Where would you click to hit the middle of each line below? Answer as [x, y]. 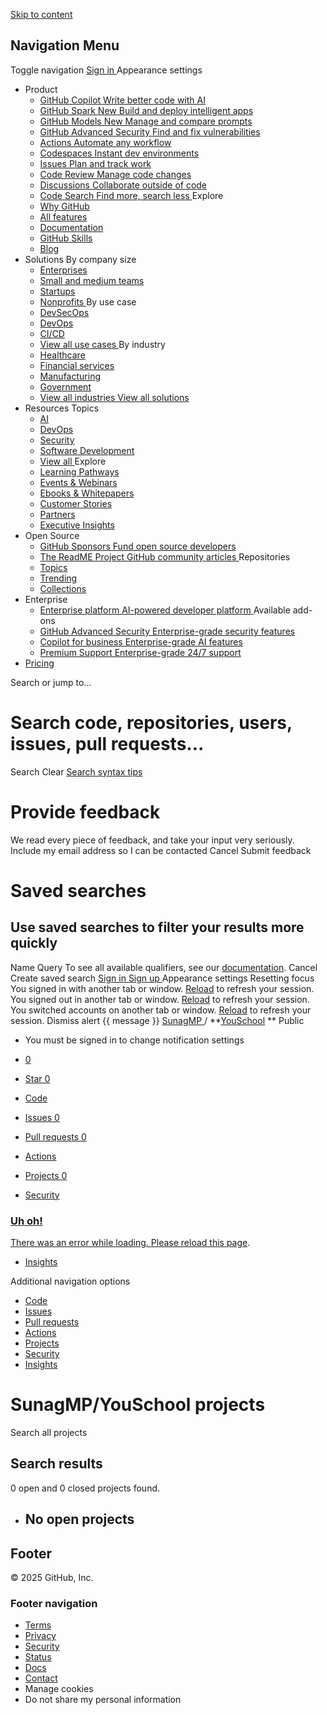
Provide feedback [85, 811]
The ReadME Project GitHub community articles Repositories [165, 556]
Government [65, 386]
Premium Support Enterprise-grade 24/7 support [140, 652]
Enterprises [63, 270]
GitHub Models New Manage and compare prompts [146, 121]
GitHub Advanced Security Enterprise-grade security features [167, 631]
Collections [63, 588]
